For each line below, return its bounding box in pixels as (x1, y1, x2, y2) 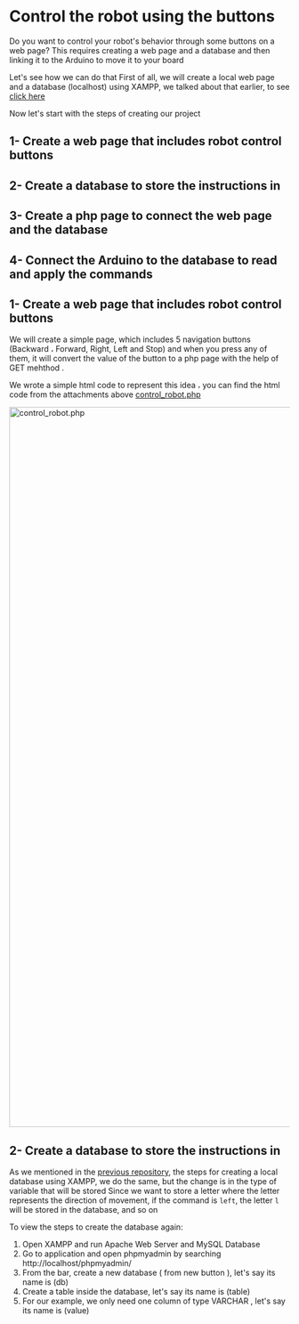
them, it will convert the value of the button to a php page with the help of (9, 353, 279, 364)
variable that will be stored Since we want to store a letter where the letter (9, 1186, 280, 1197)
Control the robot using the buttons (9, 6, 276, 27)
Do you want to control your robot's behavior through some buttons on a (9, 36, 275, 46)
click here (9, 91, 46, 102)
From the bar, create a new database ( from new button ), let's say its (21, 1267, 276, 1279)
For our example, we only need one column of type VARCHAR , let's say (21, 1296, 287, 1306)
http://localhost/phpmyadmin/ (21, 1258, 132, 1269)
